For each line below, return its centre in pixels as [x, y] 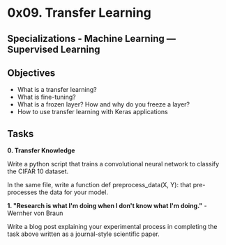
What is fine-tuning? [46, 97]
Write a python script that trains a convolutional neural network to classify [113, 164]
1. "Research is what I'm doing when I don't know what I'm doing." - [107, 206]
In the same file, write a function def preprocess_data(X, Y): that [99, 185]
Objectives [31, 73]
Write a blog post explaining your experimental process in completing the [112, 227]
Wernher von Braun [35, 213]
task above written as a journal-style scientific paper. [84, 234]
